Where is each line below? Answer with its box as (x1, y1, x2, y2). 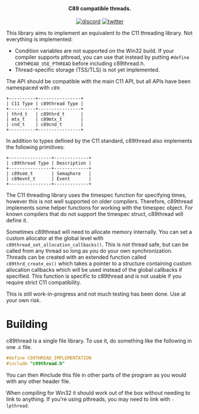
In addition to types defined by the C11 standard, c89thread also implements (6, 137, 192, 145)
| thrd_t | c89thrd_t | (6, 111, 84, 117)
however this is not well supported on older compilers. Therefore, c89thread (6, 198, 193, 205)
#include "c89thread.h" (6, 360, 65, 367)
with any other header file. (6, 378, 71, 385)
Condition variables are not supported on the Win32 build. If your (14, 48, 174, 55)
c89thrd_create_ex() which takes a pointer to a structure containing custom (6, 260, 192, 267)
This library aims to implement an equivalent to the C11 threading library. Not (6, 30, 193, 37)
